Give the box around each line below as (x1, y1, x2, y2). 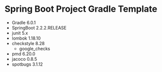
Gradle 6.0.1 (11, 20, 36, 25)
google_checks (19, 46, 50, 51)
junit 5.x (11, 30, 28, 36)
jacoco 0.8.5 (11, 56, 38, 62)
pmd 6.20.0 (11, 50, 36, 57)
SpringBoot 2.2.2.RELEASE (11, 24, 67, 30)
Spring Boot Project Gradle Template (4, 3, 158, 15)
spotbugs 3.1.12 (11, 61, 43, 67)
